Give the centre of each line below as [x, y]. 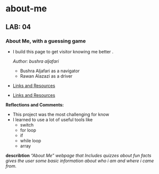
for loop [28, 130]
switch [27, 125]
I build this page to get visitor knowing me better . [63, 51]
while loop [31, 140]
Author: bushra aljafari [36, 61]
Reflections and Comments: [35, 105]
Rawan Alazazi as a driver [46, 76]
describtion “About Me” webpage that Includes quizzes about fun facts [79, 155]
